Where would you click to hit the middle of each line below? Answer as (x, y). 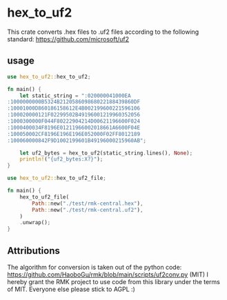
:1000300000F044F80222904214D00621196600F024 (73, 121)
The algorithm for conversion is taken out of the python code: (95, 267)
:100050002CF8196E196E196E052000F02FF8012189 (73, 134)
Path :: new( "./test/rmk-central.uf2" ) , (88, 210)
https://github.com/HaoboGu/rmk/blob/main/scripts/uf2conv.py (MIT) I (108, 274)
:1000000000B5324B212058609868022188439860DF (73, 102)
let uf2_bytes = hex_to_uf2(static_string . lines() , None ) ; (106, 153)
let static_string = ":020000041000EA (75, 96)
